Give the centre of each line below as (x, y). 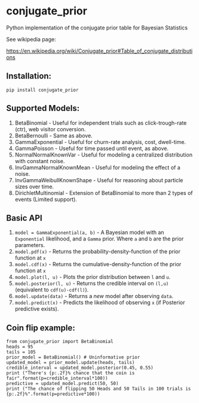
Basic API (25, 218)
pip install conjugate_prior (42, 90)
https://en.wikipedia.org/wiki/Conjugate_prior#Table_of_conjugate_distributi (99, 51)
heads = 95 (20, 347)
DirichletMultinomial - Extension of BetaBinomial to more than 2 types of (104, 193)
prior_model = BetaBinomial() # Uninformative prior (73, 357)
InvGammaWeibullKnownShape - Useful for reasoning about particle (99, 180)
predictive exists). (37, 309)
